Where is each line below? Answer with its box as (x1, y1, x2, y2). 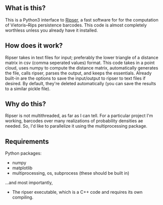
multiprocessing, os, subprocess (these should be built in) (12, 170, 130, 176)
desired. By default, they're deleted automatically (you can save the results (5, 80, 156, 86)
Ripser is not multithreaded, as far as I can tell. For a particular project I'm (5, 113, 153, 119)
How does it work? (5, 42, 63, 50)
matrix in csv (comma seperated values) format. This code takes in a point (5, 60, 155, 66)
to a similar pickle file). (5, 86, 50, 91)
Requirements (5, 137, 49, 146)
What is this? (5, 4, 46, 12)
